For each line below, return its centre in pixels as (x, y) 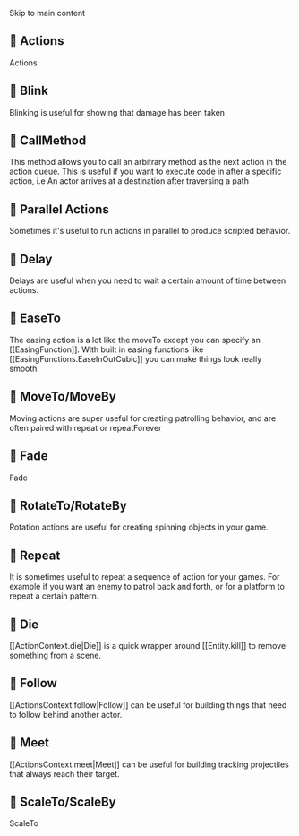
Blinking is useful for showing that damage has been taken (117, 112)
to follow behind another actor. (66, 714)
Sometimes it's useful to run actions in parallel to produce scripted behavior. (150, 231)
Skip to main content (47, 13)
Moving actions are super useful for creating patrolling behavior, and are (143, 418)
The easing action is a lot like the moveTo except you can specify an (135, 340)
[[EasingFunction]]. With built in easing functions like (107, 349)
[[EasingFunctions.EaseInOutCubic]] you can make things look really (136, 358)
